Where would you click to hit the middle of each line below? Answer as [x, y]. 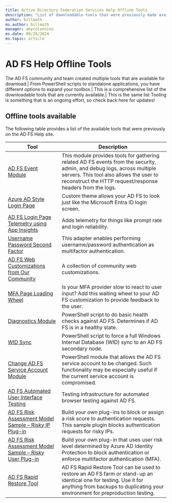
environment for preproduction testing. [108, 493]
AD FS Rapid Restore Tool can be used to [111, 467]
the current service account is [98, 376]
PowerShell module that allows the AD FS [111, 357]
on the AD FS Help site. [30, 134]
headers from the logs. [89, 187]
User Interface [25, 397]
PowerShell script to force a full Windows [111, 336]
